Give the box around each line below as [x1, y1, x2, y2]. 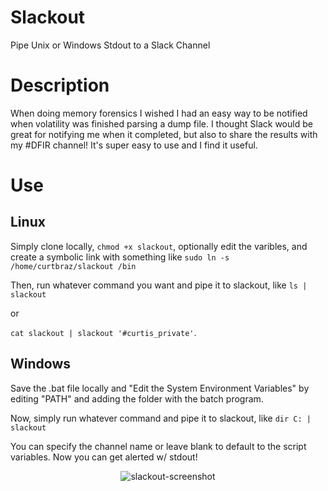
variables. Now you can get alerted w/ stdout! [10, 451, 198, 463]
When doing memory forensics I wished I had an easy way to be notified [10, 107, 308, 119]
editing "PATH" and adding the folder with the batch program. [10, 392, 264, 405]
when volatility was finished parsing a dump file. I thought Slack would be [10, 117, 313, 130]
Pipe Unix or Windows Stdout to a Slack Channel [10, 39, 211, 51]
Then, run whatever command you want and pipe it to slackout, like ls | [10, 279, 308, 291]
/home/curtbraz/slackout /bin [10, 261, 137, 271]
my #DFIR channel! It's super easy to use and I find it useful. [10, 139, 258, 151]
